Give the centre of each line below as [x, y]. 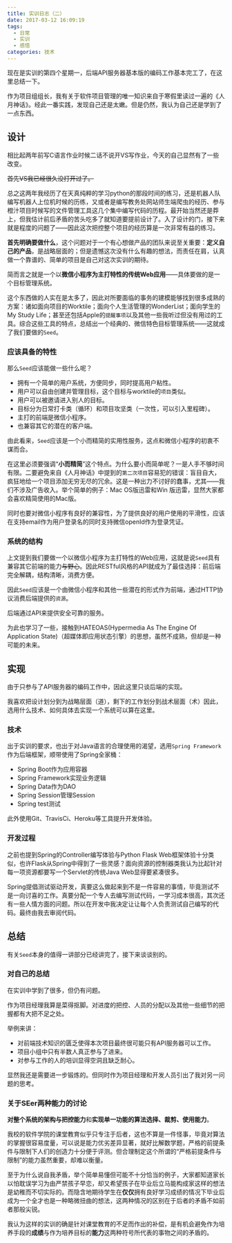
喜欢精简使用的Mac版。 [47, 498]
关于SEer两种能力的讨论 [47, 1103]
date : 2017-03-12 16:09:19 [46, 20]
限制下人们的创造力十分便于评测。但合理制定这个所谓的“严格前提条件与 [120, 1152]
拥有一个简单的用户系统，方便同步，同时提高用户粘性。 [96, 382]
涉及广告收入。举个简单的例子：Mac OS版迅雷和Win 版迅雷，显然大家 [118, 490]
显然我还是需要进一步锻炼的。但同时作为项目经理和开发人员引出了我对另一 [113, 1074]
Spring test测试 [39, 804]
